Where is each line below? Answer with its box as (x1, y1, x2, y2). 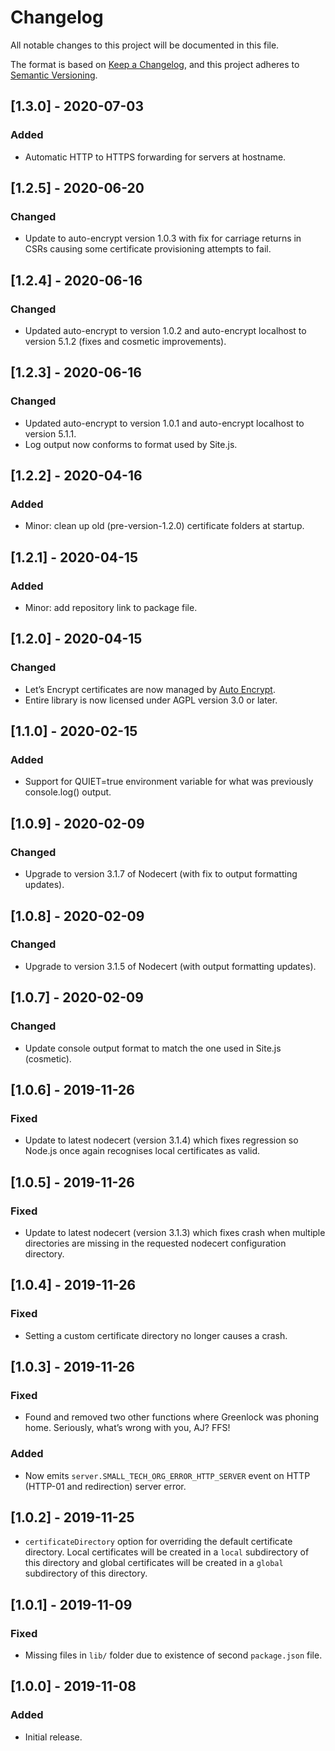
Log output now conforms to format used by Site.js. (24, 438, 238, 450)
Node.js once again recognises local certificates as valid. (24, 1145, 261, 1157)
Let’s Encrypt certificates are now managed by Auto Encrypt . (24, 683, 277, 695)
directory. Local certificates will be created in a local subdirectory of (24, 1546, 310, 1558)
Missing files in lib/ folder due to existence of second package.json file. (24, 1649, 323, 1661)
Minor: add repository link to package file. (24, 602, 198, 614)
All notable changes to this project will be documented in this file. (10, 39, 280, 51)
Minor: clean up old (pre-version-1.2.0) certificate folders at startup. (24, 520, 305, 532)
